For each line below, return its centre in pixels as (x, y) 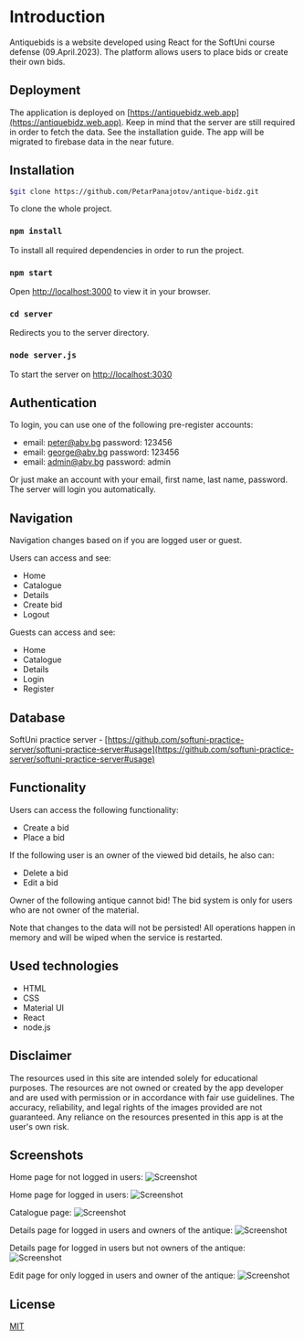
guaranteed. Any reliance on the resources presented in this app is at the (147, 1117)
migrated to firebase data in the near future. (92, 141)
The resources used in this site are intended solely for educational (134, 1077)
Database (37, 718)
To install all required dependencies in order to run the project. (127, 250)
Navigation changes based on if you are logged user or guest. (126, 541)
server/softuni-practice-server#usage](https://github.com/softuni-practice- (152, 750)
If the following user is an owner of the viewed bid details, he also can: (142, 855)
